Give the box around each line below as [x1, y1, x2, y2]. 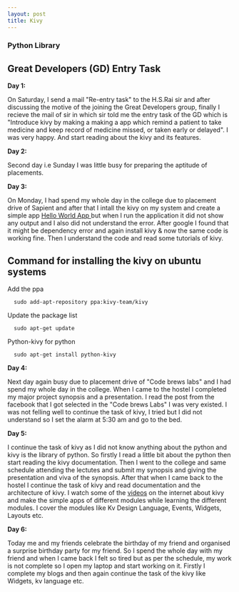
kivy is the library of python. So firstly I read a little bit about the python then [7, 451, 231, 459]
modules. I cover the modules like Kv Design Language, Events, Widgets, [7, 504, 222, 512]
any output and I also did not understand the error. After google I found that [7, 219, 229, 228]
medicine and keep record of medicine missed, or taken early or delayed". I [7, 126, 228, 134]
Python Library [7, 41, 61, 51]
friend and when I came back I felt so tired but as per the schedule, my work [7, 554, 232, 563]
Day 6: [7, 525, 27, 534]
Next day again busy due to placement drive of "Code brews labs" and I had [7, 377, 232, 386]
